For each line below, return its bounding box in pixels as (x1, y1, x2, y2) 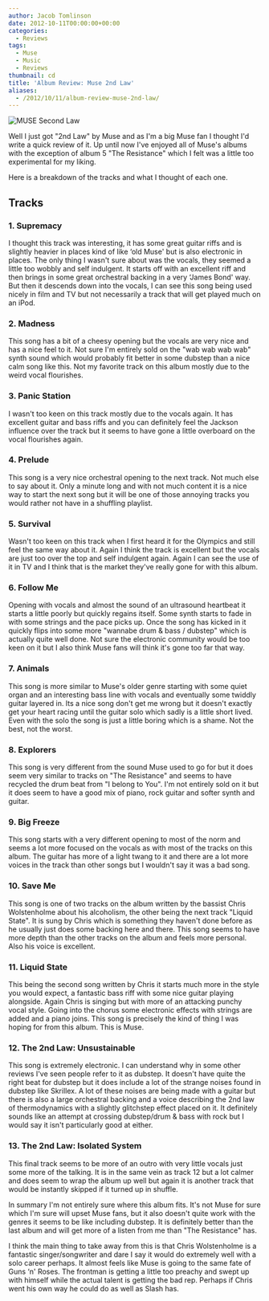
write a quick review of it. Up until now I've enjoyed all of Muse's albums (8, 140, 247, 149)
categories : (8, 27, 48, 35)
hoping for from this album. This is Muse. (8, 1022, 145, 1032)
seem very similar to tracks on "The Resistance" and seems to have (8, 771, 232, 781)
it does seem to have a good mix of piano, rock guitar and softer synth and (8, 788, 255, 797)
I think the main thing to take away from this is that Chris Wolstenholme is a (8, 1241, 257, 1250)
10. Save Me (8, 880, 56, 891)
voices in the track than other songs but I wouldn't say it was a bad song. (8, 860, 251, 870)
